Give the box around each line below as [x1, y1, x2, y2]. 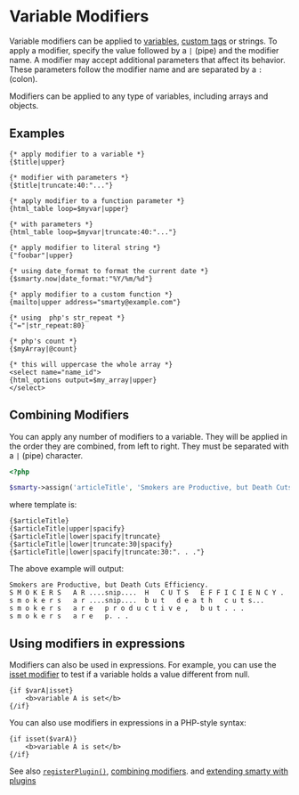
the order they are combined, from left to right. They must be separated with [9, 441, 289, 451]
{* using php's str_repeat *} [9, 313, 125, 322]
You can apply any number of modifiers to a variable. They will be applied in [9, 431, 287, 442]
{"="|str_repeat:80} [9, 320, 86, 330]
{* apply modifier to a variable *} [9, 150, 145, 158]
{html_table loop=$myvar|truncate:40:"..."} [9, 227, 177, 237]
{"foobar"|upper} [9, 251, 74, 260]
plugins [9, 775, 36, 786]
